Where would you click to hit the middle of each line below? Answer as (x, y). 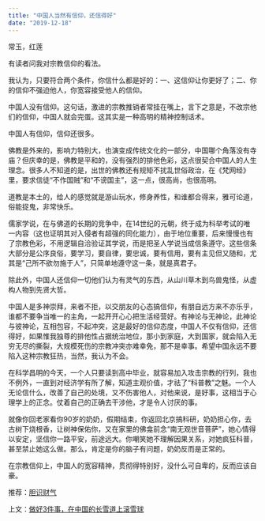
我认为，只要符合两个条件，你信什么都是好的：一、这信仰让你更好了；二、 (129, 80)
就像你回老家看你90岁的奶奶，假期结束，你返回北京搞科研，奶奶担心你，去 (130, 419)
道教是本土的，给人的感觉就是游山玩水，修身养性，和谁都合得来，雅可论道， (132, 196)
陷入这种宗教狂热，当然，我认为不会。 (70, 356)
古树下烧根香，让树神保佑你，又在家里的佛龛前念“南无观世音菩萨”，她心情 (129, 429)
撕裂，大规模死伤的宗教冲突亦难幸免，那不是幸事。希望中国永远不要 (146, 345)
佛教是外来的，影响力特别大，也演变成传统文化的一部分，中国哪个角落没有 (129, 150)
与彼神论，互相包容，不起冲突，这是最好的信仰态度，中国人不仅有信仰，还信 (132, 326)
